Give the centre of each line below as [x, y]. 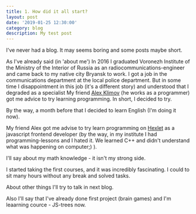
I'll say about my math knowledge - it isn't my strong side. [76, 158]
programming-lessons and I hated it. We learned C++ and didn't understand [98, 141]
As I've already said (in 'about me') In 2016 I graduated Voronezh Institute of [98, 62]
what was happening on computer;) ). [52, 147]
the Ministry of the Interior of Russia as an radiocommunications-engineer [95, 68]
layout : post [22, 17]
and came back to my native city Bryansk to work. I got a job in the [87, 74]
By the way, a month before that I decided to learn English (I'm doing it [91, 111]
